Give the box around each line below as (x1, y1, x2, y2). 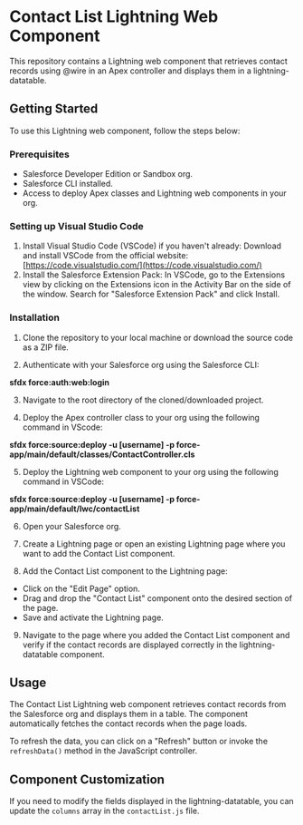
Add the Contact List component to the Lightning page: (22, 565, 228, 577)
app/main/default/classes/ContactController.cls (9, 449, 195, 460)
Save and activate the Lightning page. (22, 612, 165, 623)
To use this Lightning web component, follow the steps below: (9, 125, 241, 136)
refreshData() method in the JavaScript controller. (9, 745, 197, 756)
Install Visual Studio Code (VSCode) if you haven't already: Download (22, 240, 282, 251)
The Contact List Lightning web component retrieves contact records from (9, 699, 287, 710)
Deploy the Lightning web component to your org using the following (22, 466, 279, 477)
